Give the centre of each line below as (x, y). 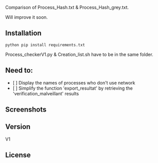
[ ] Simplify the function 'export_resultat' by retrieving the (73, 88)
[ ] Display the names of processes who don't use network (74, 83)
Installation (23, 33)
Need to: (19, 71)
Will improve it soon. (27, 17)
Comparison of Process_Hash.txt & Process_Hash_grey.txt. (67, 7)
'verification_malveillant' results (46, 93)
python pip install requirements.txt (45, 45)
